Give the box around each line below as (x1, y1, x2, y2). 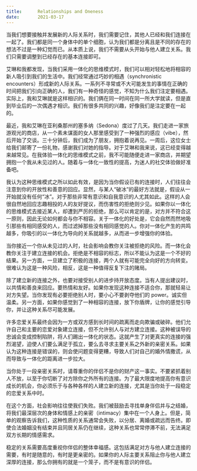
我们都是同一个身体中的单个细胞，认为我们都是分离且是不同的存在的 (26, 38, 191, 45)
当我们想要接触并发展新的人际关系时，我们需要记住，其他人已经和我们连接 (6, 31, 186, 38)
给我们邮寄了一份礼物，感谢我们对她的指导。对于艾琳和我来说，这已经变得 (6, 144, 186, 151)
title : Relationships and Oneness (6, 8, 104, 15)
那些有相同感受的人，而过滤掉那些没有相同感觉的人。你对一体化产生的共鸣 (11, 222, 191, 229)
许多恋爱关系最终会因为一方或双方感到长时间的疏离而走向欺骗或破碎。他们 (6, 318, 186, 326)
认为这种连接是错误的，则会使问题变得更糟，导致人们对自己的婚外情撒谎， (6, 347, 186, 355)
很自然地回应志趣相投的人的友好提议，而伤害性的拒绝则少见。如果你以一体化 (6, 200, 191, 207)
